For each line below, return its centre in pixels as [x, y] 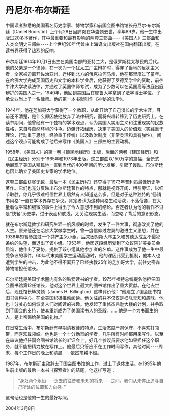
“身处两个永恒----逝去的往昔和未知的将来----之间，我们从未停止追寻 [88, 380]
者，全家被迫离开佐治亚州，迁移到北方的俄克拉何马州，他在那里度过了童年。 [84, 74]
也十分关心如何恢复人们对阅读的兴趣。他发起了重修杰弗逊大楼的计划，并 [80, 304]
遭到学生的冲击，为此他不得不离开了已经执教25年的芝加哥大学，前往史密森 [83, 262]
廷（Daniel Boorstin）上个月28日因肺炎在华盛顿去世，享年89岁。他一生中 [81, 31]
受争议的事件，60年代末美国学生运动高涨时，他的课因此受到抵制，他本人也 [83, 255]
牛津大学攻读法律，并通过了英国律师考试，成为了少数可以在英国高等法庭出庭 [84, 86]
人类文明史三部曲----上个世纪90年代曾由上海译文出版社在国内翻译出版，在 [82, 44]
